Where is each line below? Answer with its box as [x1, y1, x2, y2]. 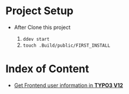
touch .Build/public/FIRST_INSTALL [22, 43, 110, 48]
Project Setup [5, 4, 74, 18]
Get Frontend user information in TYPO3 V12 [14, 82, 123, 89]
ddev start [22, 36, 50, 42]
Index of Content [5, 62, 90, 76]
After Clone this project [14, 24, 71, 31]
